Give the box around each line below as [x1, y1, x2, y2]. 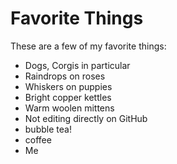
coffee [24, 133, 52, 146]
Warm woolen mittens [24, 102, 115, 114]
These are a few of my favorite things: [10, 40, 167, 52]
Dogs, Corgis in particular [24, 59, 131, 71]
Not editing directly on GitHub [24, 112, 148, 124]
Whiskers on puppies [24, 80, 113, 92]
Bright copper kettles [24, 91, 112, 103]
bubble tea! [24, 123, 72, 135]
